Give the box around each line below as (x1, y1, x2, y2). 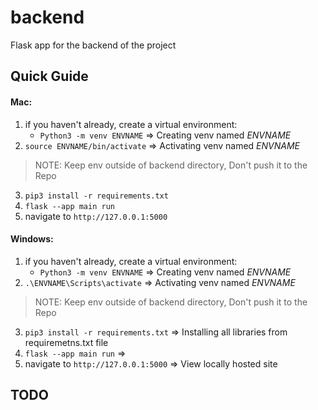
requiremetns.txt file (24, 336, 109, 348)
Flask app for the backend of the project (10, 39, 177, 51)
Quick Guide (10, 68, 89, 85)
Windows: (10, 233, 54, 245)
